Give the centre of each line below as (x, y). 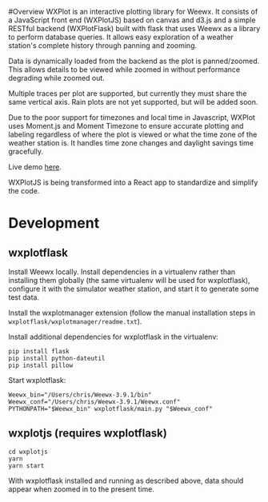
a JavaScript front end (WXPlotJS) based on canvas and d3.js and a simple (132, 20)
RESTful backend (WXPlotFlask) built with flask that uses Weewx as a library (134, 28)
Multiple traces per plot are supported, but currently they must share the (128, 94)
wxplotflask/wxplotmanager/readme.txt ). (75, 321)
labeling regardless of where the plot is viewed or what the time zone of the (133, 134)
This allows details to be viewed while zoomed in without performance (124, 70)
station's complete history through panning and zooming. (103, 46)
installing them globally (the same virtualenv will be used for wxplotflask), (129, 280)
